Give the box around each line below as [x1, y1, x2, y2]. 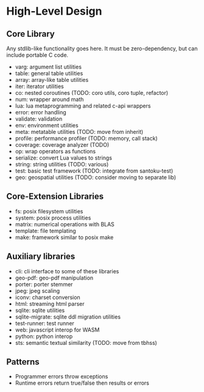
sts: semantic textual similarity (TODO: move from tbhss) [15, 339, 157, 346]
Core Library [6, 29, 55, 39]
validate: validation [15, 115, 63, 122]
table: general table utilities [15, 70, 83, 77]
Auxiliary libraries [6, 251, 76, 262]
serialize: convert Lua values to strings [15, 154, 113, 161]
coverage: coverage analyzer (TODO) [15, 141, 110, 148]
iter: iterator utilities [15, 83, 64, 90]
